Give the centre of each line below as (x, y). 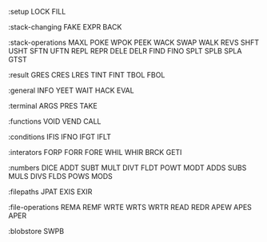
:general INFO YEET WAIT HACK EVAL (71, 90)
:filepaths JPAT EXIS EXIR (50, 192)
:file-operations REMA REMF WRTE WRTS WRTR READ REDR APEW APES (130, 207)
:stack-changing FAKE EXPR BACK (65, 27)
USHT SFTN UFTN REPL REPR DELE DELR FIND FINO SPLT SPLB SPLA (125, 51)
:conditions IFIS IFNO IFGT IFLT (60, 137)
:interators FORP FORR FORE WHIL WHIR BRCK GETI (95, 152)
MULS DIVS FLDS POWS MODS (61, 176)
